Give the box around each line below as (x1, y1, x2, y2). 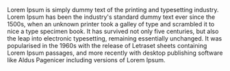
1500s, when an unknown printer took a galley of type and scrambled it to (7, 20, 215, 28)
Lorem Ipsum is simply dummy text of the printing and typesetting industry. (7, 6, 219, 14)
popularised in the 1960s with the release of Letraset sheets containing (7, 42, 207, 49)
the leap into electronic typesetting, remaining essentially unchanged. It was (7, 34, 222, 43)
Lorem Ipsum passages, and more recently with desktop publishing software (7, 49, 223, 57)
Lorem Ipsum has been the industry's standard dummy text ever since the (7, 13, 216, 21)
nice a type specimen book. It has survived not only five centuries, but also (7, 27, 219, 35)
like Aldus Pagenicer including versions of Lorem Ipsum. (7, 56, 166, 64)
